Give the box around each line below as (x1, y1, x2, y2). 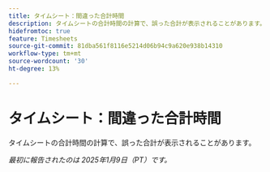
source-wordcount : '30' (8, 58, 89, 66)
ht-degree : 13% (8, 65, 60, 73)
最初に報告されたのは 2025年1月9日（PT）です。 (8, 155, 172, 165)
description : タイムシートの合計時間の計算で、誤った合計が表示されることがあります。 (8, 19, 266, 28)
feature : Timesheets (8, 34, 79, 43)
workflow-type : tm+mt (8, 49, 82, 58)
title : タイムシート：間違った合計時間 (8, 11, 125, 20)
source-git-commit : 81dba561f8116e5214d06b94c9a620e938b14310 (8, 42, 223, 50)
